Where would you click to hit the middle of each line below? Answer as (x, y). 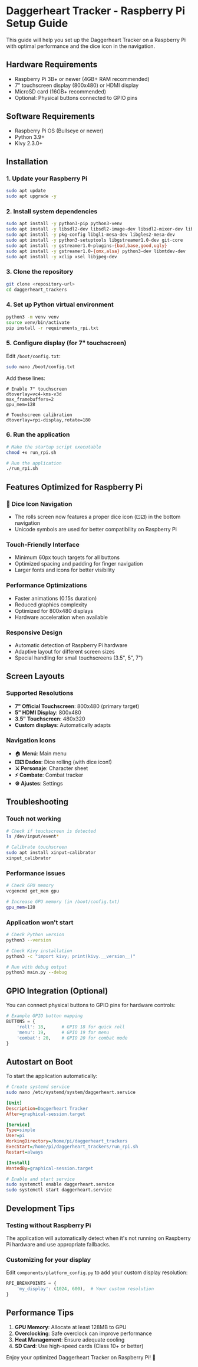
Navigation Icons (31, 740)
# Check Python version (35, 935)
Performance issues (36, 873)
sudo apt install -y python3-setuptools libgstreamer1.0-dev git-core (95, 240)
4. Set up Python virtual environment (60, 304)
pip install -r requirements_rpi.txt (52, 328)
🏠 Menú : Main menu (40, 753)
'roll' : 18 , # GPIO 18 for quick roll (71, 1027)
